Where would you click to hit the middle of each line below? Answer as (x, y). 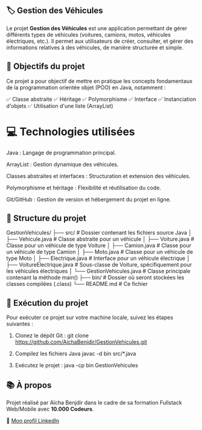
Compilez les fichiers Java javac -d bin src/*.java (75, 354)
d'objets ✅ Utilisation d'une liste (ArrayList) (60, 106)
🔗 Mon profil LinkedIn (33, 421)
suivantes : (20, 324)
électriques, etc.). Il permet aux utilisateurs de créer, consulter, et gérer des (100, 41)
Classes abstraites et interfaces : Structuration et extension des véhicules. (99, 176)
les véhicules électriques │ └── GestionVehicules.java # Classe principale (99, 271)
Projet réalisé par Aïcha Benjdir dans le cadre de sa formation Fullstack (94, 403)
